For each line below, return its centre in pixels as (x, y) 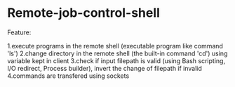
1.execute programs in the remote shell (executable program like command (115, 46)
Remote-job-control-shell (83, 13)
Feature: (19, 32)
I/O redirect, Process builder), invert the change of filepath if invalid (105, 68)
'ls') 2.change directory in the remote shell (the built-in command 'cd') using (117, 53)
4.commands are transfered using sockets (68, 76)
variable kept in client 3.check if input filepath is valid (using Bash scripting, (116, 60)
